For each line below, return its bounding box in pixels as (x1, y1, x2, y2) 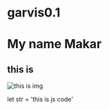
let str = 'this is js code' (7, 95, 74, 104)
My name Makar (7, 36, 102, 52)
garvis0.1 (7, 5, 61, 21)
